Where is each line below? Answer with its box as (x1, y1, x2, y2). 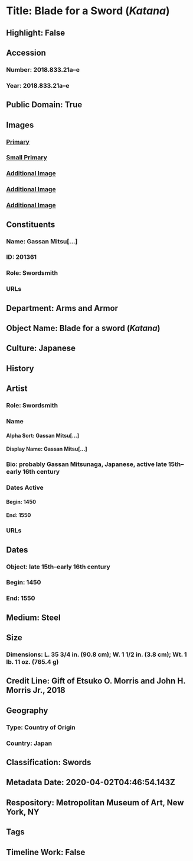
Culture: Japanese (6, 343, 76, 354)
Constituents (6, 219, 55, 229)
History (6, 363, 34, 374)
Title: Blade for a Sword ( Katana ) (6, 4, 170, 18)
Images (6, 120, 34, 130)
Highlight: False (6, 28, 66, 38)
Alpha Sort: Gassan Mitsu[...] (6, 432, 80, 439)
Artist (6, 384, 28, 394)
